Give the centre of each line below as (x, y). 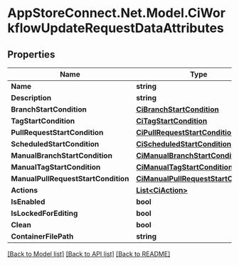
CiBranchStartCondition (177, 109)
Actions (24, 190)
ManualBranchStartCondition (62, 156)
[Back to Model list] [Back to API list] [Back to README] (89, 254)
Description (31, 98)
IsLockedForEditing (44, 213)
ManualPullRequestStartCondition (70, 179)
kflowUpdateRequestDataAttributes (116, 28)
